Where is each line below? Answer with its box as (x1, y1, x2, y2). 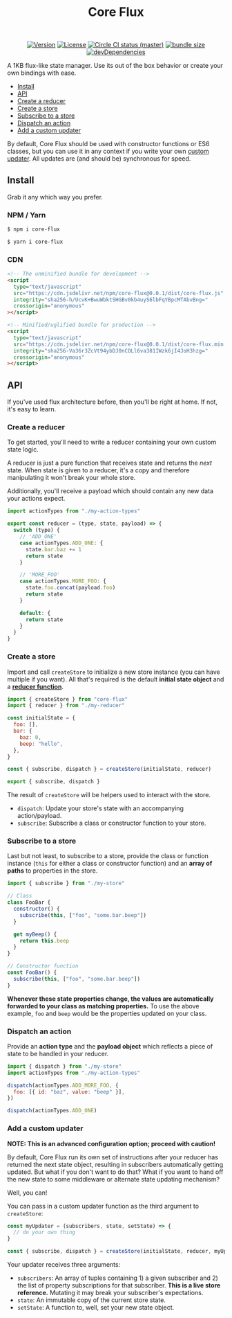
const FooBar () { (7, 969, 57, 977)
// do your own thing (13, 1229, 76, 1236)
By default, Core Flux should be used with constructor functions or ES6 (7, 139, 210, 148)
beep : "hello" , (19, 740, 64, 747)
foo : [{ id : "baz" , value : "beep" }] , (13, 1088, 126, 1095)
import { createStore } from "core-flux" (7, 695, 128, 703)
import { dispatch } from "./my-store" (7, 1062, 122, 1070)
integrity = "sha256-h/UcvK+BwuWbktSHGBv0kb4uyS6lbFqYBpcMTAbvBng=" (13, 296, 209, 303)
